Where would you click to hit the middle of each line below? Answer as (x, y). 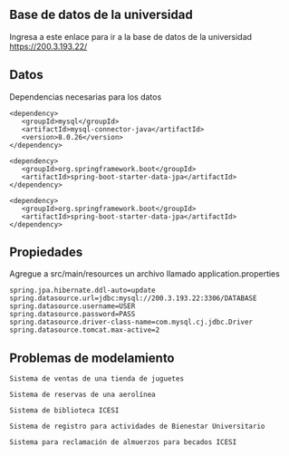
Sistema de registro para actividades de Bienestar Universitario (137, 427)
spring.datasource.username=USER (72, 306)
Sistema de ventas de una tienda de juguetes (96, 379)
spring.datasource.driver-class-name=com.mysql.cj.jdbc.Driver (131, 322)
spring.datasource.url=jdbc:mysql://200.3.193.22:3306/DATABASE (133, 298)
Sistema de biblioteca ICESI (64, 411)
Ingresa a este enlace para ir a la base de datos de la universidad (130, 36)
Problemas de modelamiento (92, 358)
